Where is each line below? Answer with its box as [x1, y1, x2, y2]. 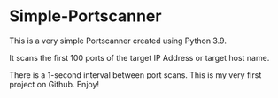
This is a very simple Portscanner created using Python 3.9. [9, 35, 228, 46]
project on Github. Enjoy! [9, 79, 100, 89]
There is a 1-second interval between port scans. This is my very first [9, 69, 262, 80]
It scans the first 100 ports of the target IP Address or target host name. [9, 52, 270, 63]
